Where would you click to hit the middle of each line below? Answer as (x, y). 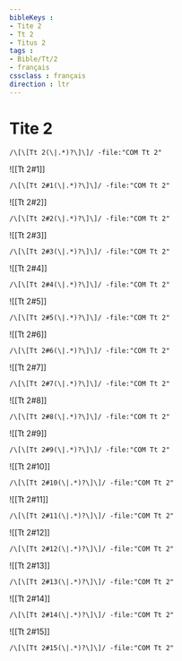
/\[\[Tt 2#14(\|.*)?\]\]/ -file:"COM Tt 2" (92, 614)
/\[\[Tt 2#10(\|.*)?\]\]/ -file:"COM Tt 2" (92, 483)
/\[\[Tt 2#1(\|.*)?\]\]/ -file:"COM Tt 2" (90, 185)
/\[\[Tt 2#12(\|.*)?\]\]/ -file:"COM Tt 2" (92, 549)
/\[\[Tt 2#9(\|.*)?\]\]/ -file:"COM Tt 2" (90, 450)
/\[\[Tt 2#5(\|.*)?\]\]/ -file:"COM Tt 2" (90, 318)
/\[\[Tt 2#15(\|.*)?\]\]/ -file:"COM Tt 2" (92, 648)
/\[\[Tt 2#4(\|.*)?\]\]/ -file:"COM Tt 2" (90, 284)
